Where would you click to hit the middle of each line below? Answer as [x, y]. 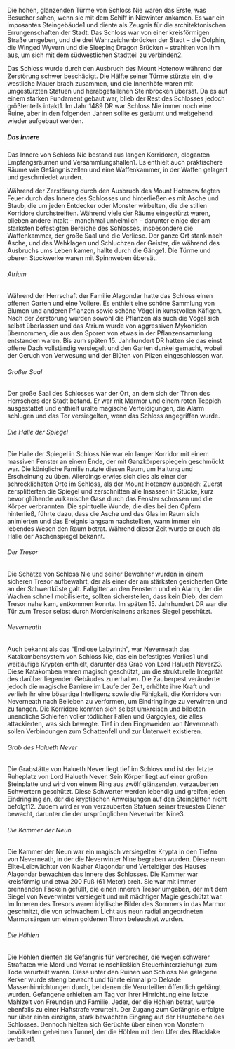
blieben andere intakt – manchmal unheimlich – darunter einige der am [109, 220]
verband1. [22, 1039]
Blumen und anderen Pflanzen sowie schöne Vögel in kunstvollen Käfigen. [115, 311]
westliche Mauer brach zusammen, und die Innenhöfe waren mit [100, 83]
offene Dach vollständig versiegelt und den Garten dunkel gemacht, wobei [115, 348]
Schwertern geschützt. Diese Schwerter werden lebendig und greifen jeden [116, 792]
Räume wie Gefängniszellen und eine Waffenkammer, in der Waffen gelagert [117, 169]
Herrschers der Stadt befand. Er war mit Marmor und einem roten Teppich [114, 401]
